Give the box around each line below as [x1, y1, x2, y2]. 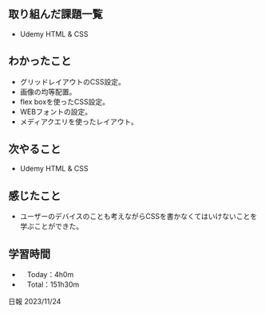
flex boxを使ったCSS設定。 [19, 96, 110, 106]
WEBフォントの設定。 [19, 107, 93, 116]
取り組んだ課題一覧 [8, 7, 103, 22]
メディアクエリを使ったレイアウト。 [19, 116, 138, 126]
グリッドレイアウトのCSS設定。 [19, 76, 125, 86]
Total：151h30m [26, 280, 80, 289]
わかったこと [8, 54, 72, 68]
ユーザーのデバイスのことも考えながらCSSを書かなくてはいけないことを [19, 212, 258, 221]
